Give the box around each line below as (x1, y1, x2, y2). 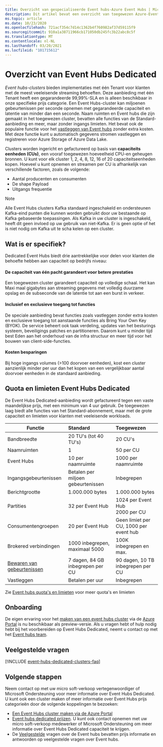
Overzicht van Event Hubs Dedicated (5, 69, 157, 80)
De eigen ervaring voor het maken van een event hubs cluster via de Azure (5, 616, 155, 622)
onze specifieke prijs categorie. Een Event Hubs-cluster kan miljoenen (5, 100, 146, 106)
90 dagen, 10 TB (115, 556, 154, 563)
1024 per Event (115, 497, 152, 503)
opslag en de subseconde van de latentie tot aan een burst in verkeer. (5, 290, 145, 296)
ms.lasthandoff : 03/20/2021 (5, 43, 62, 48)
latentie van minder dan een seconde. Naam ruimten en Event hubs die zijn (5, 110, 155, 117)
